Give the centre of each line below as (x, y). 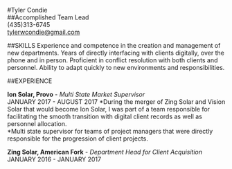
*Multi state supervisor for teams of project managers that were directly (110, 131)
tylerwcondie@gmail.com (44, 32)
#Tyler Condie (27, 10)
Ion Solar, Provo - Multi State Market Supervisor (76, 94)
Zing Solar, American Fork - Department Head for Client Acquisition (105, 152)
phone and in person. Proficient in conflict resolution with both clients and (113, 60)
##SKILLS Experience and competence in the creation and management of (114, 45)
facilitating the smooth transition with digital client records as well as (105, 116)
